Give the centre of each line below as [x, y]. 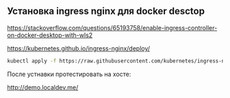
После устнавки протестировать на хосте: [69, 74]
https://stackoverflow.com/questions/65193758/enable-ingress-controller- [112, 27]
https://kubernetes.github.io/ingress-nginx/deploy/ [79, 48]
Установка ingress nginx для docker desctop [106, 11]
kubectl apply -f [32, 61]
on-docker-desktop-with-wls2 [50, 35]
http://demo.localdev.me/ [43, 87]
